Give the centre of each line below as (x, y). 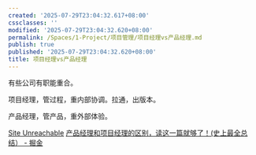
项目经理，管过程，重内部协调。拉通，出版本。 (84, 99)
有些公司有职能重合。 (43, 83)
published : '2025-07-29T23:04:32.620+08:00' (82, 52)
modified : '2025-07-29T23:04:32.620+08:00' (81, 30)
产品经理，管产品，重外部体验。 (60, 116)
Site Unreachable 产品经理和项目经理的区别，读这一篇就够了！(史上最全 (125, 133)
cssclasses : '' (33, 23)
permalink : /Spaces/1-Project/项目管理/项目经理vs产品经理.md (105, 37)
